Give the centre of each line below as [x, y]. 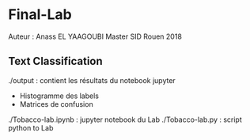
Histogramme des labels [59, 96]
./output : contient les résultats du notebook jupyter [92, 80]
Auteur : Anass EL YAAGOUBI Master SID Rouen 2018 [95, 36]
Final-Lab [40, 15]
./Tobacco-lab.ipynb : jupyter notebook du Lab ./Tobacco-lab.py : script [125, 119]
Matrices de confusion [56, 104]
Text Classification [55, 61]
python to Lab [31, 127]
